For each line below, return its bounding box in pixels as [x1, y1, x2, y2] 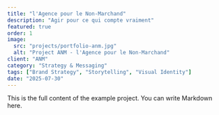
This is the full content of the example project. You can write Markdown [7, 94, 213, 102]
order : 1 [7, 29, 33, 37]
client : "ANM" [7, 56, 49, 63]
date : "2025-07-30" [7, 75, 64, 82]
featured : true [7, 23, 52, 30]
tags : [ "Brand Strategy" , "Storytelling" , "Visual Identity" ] [7, 68, 192, 75]
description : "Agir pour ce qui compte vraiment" [7, 17, 155, 24]
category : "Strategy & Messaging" [7, 62, 108, 69]
